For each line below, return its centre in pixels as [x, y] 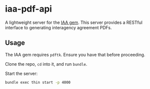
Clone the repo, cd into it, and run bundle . [46, 64]
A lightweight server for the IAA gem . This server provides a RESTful [74, 22]
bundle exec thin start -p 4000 [38, 82]
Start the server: [21, 73]
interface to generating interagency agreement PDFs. [58, 27]
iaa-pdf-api [28, 9]
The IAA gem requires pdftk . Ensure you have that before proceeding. [75, 54]
